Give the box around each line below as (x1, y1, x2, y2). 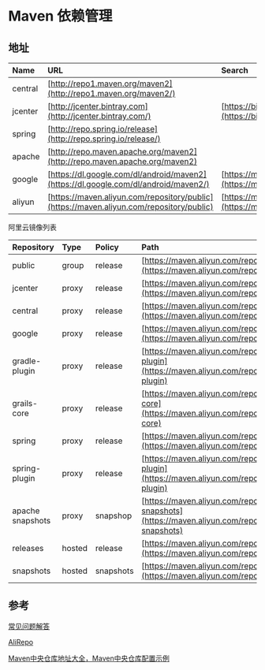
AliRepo (8, 637, 34, 646)
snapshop (95, 510, 132, 521)
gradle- (12, 355, 42, 367)
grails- (12, 398, 38, 408)
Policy (95, 242, 120, 252)
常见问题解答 (8, 621, 50, 631)
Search (220, 65, 248, 76)
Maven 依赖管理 (8, 7, 113, 25)
